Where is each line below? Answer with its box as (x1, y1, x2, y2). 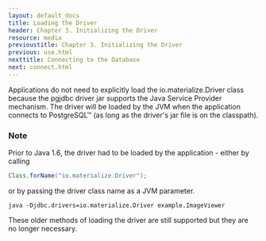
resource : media (8, 33, 62, 42)
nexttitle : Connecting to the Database (8, 56, 141, 64)
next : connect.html (8, 63, 73, 71)
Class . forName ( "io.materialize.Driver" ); (8, 172, 148, 180)
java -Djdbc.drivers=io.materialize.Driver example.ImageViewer (8, 201, 226, 209)
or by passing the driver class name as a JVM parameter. (8, 186, 195, 195)
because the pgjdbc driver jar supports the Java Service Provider (8, 93, 222, 103)
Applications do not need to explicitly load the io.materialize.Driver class (8, 85, 245, 94)
